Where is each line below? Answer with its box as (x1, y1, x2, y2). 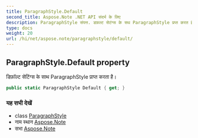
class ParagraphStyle (14, 112, 67, 119)
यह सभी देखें (6, 99, 32, 107)
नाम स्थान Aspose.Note (14, 118, 66, 125)
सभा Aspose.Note (14, 124, 56, 132)
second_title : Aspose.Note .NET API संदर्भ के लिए (6, 14, 121, 20)
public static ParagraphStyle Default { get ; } (6, 85, 126, 91)
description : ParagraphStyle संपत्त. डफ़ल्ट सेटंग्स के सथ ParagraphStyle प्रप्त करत (6, 19, 189, 25)
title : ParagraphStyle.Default (6, 8, 83, 15)
